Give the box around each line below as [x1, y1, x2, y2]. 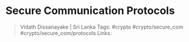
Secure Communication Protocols [5, 4, 175, 17]
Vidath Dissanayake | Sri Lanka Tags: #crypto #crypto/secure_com [20, 23, 184, 30]
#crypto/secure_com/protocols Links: [20, 29, 112, 36]
